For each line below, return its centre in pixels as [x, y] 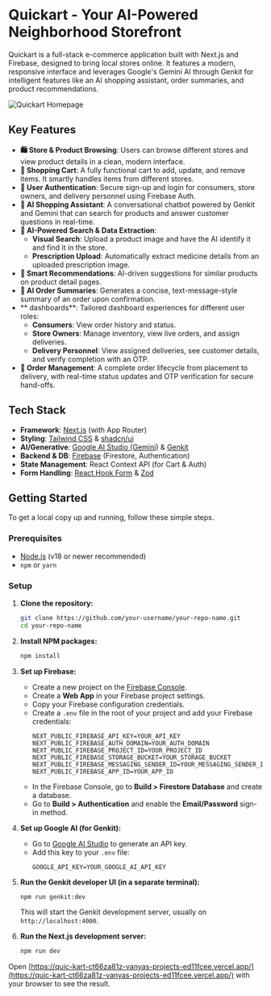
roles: [29, 316]
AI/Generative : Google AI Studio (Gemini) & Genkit [104, 447]
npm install [40, 656]
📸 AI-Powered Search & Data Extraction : [88, 230]
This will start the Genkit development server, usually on [113, 912]
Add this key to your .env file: [81, 852]
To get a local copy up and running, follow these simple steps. [111, 517]
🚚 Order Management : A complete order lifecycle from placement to [134, 367]
